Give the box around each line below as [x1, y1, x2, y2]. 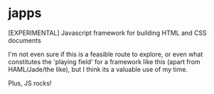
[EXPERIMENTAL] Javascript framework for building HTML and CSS [8, 28, 207, 37]
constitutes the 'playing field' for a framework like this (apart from [8, 57, 201, 66]
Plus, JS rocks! [8, 78, 52, 87]
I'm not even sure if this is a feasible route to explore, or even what [8, 50, 203, 58]
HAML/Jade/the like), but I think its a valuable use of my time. [8, 65, 188, 73]
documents [8, 36, 41, 44]
